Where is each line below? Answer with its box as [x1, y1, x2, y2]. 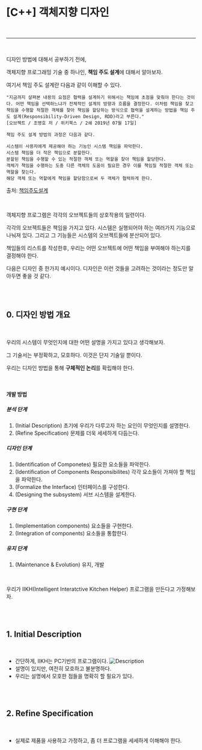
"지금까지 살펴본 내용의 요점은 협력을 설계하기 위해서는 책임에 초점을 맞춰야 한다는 [6, 94, 185, 100]
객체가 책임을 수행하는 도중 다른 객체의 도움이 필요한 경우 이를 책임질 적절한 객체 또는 [6, 162, 194, 169]
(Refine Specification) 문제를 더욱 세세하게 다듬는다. [14, 429, 139, 437]
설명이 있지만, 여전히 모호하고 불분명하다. [14, 665, 112, 672]
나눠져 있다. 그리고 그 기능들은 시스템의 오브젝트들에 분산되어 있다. [6, 232, 162, 239]
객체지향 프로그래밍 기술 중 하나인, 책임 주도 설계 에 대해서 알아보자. [6, 68, 163, 75]
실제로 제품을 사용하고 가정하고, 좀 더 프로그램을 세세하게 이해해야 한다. [14, 737, 182, 744]
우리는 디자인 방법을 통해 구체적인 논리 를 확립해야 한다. [6, 364, 135, 371]
